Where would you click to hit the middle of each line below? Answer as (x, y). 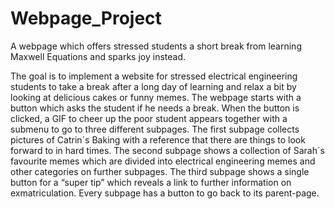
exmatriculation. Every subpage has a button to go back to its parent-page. (165, 193)
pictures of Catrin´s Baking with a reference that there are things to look (158, 139)
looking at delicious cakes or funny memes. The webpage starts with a (156, 97)
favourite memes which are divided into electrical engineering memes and (163, 161)
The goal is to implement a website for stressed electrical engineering (154, 76)
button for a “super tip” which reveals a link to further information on (151, 182)
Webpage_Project (86, 18)
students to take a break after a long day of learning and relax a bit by (153, 86)
